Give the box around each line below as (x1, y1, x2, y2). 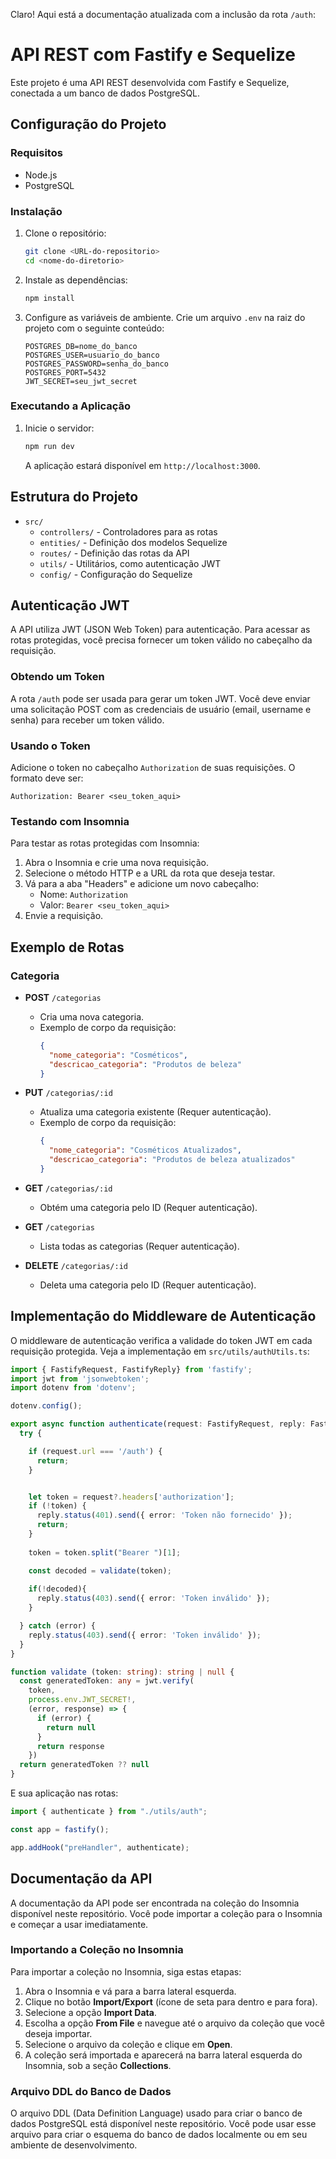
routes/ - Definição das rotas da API (39, 547, 190, 559)
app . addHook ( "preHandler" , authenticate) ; (10, 1842, 190, 1853)
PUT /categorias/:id (24, 1087, 113, 1099)
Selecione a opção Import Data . (24, 2006, 157, 2018)
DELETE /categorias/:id (24, 1259, 129, 1271)
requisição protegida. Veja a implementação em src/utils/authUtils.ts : (10, 1345, 310, 1357)
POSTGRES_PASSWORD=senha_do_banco (24, 359, 169, 369)
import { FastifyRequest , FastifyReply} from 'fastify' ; (10, 1364, 253, 1374)
